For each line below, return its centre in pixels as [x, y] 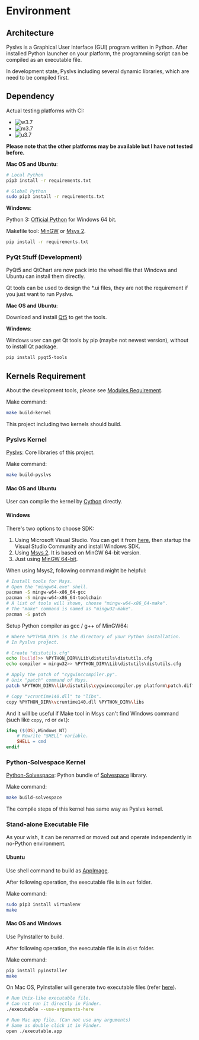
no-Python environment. [36, 844]
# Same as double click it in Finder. [54, 1025]
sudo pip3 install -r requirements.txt [55, 197]
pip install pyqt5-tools [37, 358]
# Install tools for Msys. [39, 581]
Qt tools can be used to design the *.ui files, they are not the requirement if [97, 288]
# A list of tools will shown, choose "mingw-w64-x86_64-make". [87, 603]
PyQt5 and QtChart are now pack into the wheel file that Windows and [92, 270]
